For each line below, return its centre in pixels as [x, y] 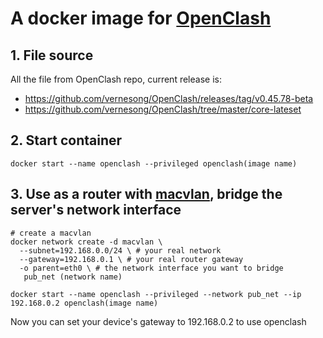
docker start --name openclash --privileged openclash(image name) [154, 163]
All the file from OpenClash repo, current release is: [116, 79]
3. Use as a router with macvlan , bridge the [146, 194]
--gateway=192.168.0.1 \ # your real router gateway [131, 259]
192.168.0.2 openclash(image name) [84, 303]
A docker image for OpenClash [141, 18]
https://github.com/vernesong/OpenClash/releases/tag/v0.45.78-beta [169, 98]
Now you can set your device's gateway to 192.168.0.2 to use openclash [158, 321]
